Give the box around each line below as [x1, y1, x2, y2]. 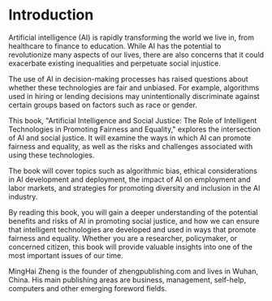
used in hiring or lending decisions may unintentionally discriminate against [8, 91, 260, 101]
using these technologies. [8, 150, 95, 160]
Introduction [8, 6, 94, 24]
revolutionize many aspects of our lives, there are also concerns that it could [8, 49, 265, 59]
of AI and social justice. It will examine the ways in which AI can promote [8, 132, 252, 143]
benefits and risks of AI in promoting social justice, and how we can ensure [8, 216, 260, 226]
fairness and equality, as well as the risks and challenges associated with [8, 141, 253, 151]
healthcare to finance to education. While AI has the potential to [8, 41, 222, 50]
